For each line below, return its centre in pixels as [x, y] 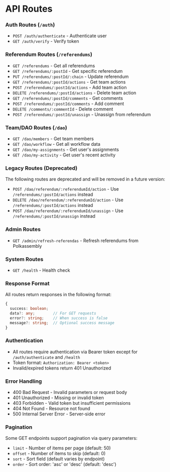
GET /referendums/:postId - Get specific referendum [67, 71]
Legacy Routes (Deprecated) [41, 168]
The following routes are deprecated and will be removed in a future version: [85, 179]
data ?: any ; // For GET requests [53, 313]
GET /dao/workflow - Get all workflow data [56, 144]
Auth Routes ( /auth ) [30, 25]
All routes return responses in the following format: [58, 295]
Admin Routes [23, 229]
